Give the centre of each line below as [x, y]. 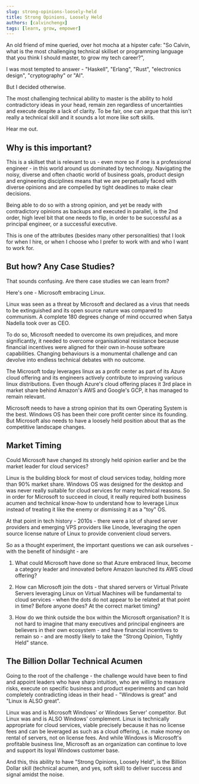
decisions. [19, 194]
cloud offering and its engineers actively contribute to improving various [94, 377]
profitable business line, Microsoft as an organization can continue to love [97, 744]
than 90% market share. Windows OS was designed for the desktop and [94, 484]
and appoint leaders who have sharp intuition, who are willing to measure [96, 682]
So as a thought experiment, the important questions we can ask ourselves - [100, 545]
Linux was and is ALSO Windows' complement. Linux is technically [88, 719]
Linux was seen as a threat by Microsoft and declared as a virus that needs [98, 304]
